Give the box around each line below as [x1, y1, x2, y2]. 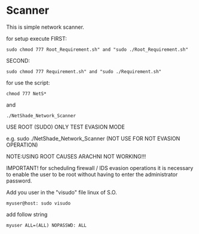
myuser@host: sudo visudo [6, 200, 71, 206]
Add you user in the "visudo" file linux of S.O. [6, 189, 118, 196]
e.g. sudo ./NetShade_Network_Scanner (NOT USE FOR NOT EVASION [6, 135, 180, 142]
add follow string [6, 211, 48, 218]
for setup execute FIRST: [6, 35, 67, 42]
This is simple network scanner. [6, 23, 85, 31]
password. [6, 177, 32, 184]
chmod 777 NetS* [6, 90, 47, 96]
